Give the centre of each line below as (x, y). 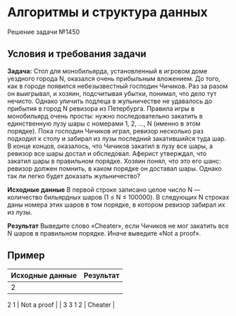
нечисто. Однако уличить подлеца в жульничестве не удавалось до (110, 101)
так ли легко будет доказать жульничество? (74, 176)
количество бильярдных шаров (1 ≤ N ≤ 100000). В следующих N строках (118, 197)
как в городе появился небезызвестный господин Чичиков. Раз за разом (118, 86)
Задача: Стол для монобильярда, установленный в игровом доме (107, 71)
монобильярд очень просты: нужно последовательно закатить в (105, 116)
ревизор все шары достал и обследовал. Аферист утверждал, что (107, 153)
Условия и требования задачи (77, 54)
